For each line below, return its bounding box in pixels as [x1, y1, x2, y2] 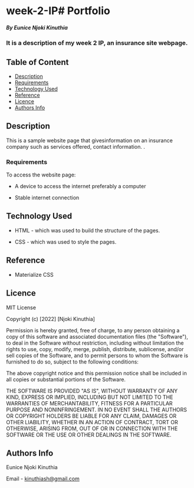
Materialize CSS [14, 271, 54, 278]
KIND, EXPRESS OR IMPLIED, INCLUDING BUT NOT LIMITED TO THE [6, 394, 173, 401]
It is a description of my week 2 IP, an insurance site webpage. [6, 39, 188, 47]
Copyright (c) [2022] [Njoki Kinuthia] [6, 315, 96, 322]
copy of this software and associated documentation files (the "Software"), [6, 333, 189, 340]
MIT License [6, 304, 37, 311]
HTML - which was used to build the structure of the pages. [14, 227, 160, 234]
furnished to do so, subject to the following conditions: [6, 358, 139, 365]
